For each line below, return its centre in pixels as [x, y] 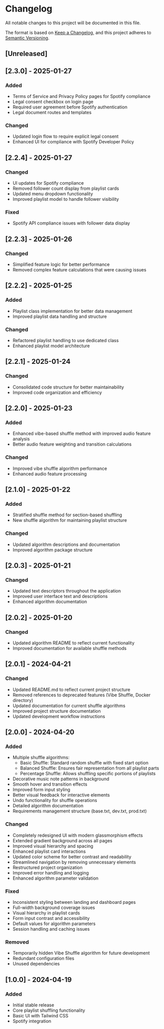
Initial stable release [33, 1005]
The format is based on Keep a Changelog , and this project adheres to [78, 32]
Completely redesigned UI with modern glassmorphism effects [77, 835]
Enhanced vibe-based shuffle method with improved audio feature [81, 434]
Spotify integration [32, 1021]
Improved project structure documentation [57, 711]
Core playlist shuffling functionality [49, 1010]
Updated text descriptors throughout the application [67, 591]
